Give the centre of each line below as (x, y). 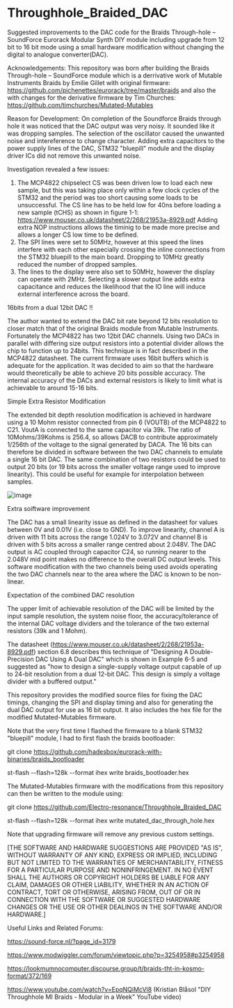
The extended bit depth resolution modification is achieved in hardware (110, 415)
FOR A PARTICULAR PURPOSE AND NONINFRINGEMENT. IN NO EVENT (110, 870)
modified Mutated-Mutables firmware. (62, 717)
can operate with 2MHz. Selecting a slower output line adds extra (111, 279)
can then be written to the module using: (65, 793)
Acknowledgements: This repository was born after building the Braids (109, 68)
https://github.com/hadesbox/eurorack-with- (98, 751)
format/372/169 (30, 976)
